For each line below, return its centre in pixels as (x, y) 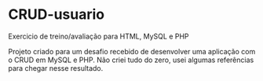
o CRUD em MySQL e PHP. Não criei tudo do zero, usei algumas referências (131, 60)
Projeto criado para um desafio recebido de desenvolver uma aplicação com (132, 51)
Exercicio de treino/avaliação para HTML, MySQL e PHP (99, 36)
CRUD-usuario (56, 15)
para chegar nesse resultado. (56, 68)
